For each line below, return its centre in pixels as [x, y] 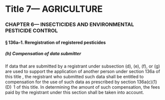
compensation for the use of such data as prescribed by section [71, 82]
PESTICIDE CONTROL [31, 31]
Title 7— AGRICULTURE [54, 9]
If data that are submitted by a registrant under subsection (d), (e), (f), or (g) [82, 66]
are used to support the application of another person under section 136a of [82, 71]
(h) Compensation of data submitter [43, 54]
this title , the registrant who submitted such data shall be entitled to [74, 76]
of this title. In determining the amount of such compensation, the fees [88, 87]
